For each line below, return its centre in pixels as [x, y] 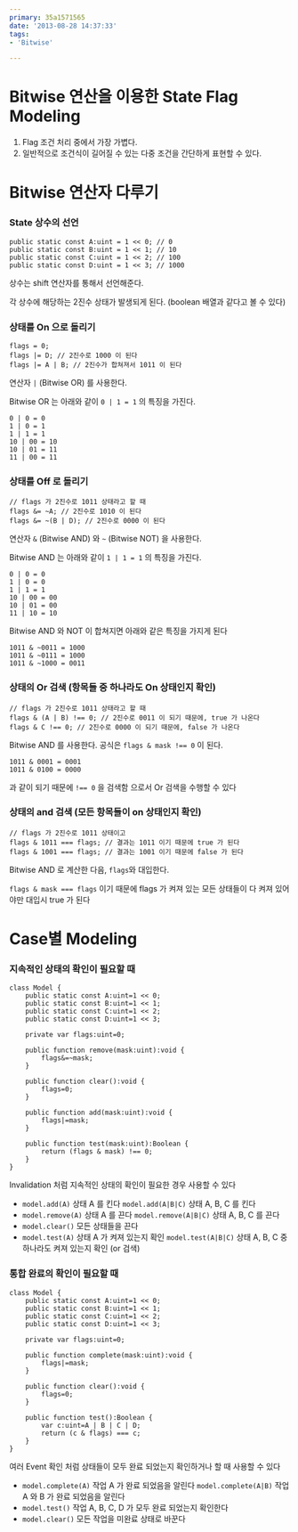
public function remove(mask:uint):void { [105, 1051]
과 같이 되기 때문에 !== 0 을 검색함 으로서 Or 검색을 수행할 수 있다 [123, 787]
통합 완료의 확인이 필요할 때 [64, 1274]
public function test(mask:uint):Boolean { [107, 1144]
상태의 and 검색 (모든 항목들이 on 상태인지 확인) [105, 812]
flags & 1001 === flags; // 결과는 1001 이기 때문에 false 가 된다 [127, 852]
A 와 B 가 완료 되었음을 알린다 [73, 1496]
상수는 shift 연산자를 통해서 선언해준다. [77, 282]
